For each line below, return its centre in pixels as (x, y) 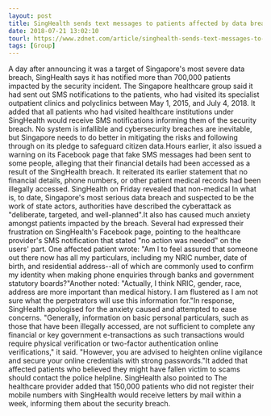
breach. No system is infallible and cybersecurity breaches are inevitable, (130, 129)
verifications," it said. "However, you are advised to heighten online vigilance (135, 352)
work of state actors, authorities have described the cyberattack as (120, 206)
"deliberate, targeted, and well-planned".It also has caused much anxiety (129, 215)
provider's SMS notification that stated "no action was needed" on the (125, 241)
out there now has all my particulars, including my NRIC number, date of (128, 258)
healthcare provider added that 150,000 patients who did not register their (131, 387)
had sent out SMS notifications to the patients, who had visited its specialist (134, 95)
